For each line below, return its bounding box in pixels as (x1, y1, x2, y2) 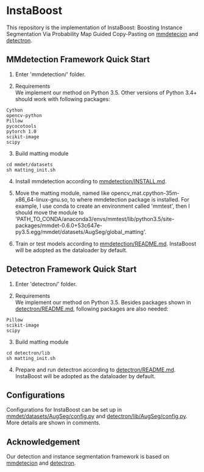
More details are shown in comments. (6, 419, 100, 426)
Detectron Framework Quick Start (6, 264, 137, 275)
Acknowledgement (6, 437, 80, 447)
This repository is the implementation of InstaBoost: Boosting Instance (6, 24, 183, 31)
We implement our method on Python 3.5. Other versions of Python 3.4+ (15, 89, 197, 96)
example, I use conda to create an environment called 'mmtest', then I (15, 202, 190, 210)
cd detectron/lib (6, 350, 51, 356)
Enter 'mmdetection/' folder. (15, 71, 86, 78)
